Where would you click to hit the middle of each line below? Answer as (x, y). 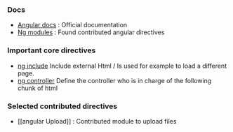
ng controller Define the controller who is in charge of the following (114, 80)
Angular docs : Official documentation (72, 25)
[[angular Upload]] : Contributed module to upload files (97, 121)
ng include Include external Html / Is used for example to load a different (122, 66)
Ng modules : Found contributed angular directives (91, 32)
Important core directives (52, 50)
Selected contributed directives (62, 106)
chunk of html (38, 88)
